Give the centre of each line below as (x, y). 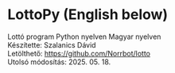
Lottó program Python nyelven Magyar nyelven (84, 36)
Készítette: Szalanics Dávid (52, 44)
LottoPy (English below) (88, 15)
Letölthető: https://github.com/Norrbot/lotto (79, 53)
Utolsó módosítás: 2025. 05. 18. (59, 62)
